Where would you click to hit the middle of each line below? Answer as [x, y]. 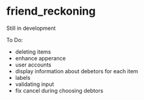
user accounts [33, 65]
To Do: [15, 40]
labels [23, 77]
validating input [34, 84]
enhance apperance [40, 58]
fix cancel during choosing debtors [59, 90]
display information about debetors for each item [77, 71]
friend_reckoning [51, 11]
